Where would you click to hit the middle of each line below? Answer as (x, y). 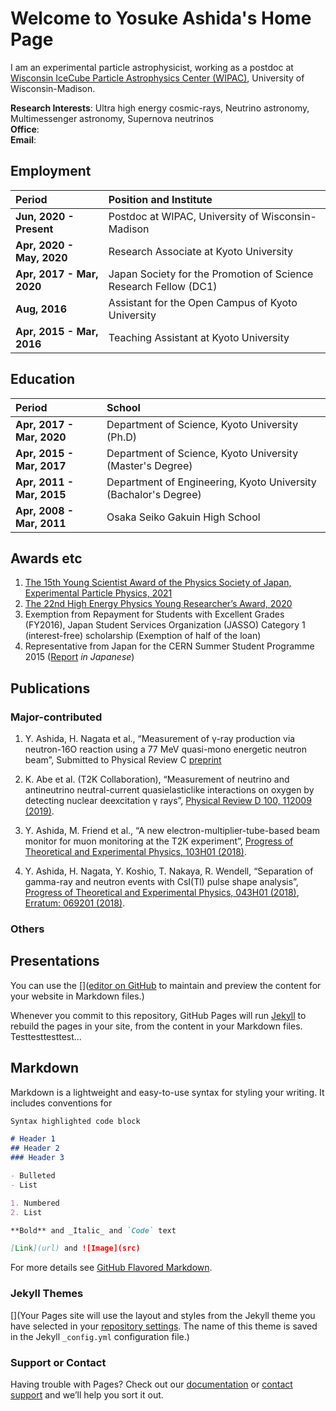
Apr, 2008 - (45, 510)
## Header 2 (35, 1148)
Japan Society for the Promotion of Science (211, 274)
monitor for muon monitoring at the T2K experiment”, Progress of (159, 841)
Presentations (55, 961)
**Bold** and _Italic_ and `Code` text (93, 1230)
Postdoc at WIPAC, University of (184, 216)
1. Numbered (35, 1203)
